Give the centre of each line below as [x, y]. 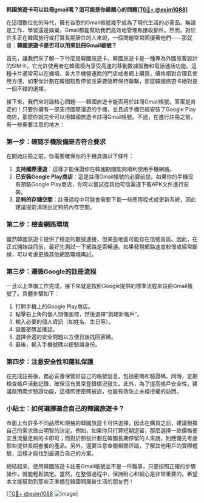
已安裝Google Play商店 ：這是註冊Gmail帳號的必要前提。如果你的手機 [101, 177]
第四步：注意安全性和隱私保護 [50, 362]
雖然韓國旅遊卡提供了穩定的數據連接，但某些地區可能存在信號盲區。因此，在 [102, 239]
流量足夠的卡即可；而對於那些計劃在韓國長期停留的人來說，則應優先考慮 [107, 438]
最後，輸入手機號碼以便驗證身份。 [58, 344]
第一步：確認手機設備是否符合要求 [56, 141]
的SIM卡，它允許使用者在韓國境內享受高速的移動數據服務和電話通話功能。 [99, 66]
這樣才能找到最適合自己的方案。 [57, 454]
